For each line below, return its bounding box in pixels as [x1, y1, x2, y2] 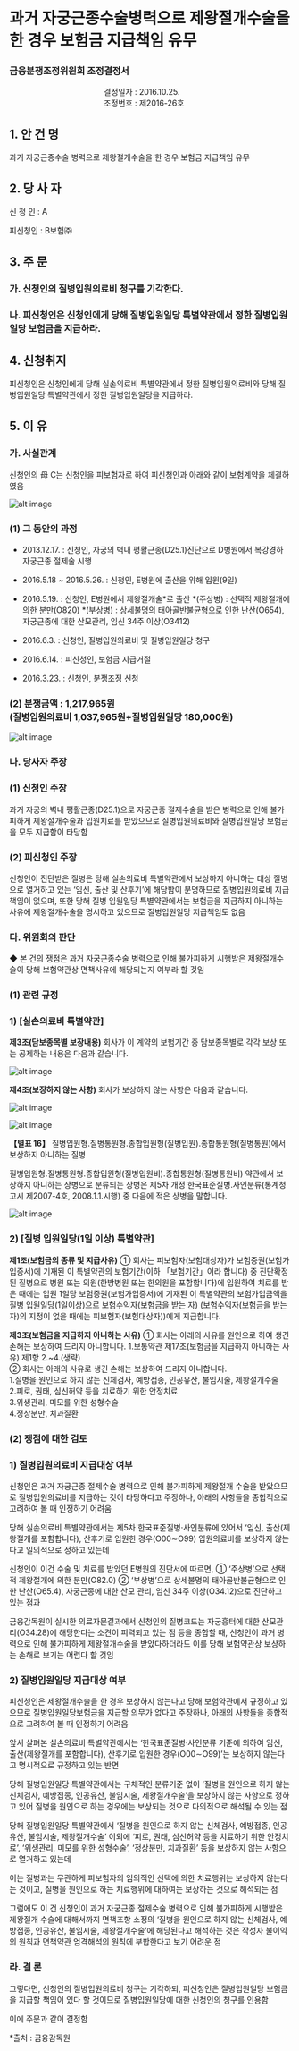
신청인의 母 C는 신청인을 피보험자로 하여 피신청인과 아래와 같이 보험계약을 [9, 469, 266, 479]
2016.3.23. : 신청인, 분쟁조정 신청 [21, 673, 139, 684]
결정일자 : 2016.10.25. [104, 87, 180, 97]
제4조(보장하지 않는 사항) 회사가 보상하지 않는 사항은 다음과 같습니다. [9, 1084, 248, 1096]
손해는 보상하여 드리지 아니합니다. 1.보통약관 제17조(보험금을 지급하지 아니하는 [9, 1341, 281, 1352]
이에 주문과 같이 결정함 [9, 2013, 88, 2024]
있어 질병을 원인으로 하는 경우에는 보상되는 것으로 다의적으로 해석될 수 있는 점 [18, 1801, 288, 1812]
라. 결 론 [9, 1961, 42, 1973]
